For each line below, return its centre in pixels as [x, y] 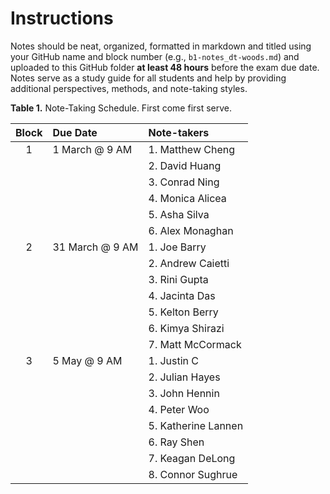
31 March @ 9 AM [95, 247]
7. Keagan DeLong [192, 458]
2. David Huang [185, 165]
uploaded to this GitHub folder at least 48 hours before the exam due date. [165, 67]
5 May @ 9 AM [87, 360]
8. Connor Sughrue [193, 474]
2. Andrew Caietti [189, 263]
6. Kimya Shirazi [186, 328]
